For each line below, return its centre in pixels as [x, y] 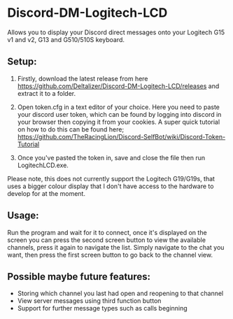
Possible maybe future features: [79, 277]
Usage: [23, 216]
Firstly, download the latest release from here [83, 78]
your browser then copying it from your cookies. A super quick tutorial [119, 122]
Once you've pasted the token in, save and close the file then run [111, 157]
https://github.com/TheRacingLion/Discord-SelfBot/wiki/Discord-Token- [121, 136]
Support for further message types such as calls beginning [102, 309]
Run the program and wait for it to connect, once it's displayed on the [107, 232]
